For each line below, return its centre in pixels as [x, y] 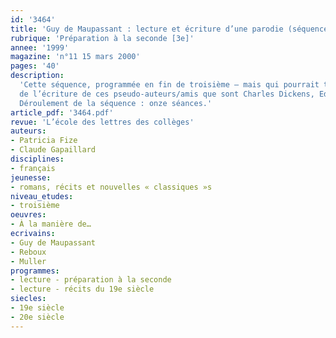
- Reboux [28, 252]
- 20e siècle [37, 317]
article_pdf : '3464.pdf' [62, 112]
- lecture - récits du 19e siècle [82, 289]
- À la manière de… [51, 224]
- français [33, 168]
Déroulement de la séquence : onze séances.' [116, 103]
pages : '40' [35, 66]
